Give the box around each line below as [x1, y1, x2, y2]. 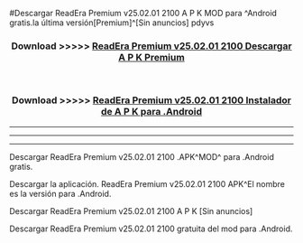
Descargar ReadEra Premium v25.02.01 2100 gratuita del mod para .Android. [9, 223, 293, 234]
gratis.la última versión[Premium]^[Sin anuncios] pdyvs [9, 17, 215, 28]
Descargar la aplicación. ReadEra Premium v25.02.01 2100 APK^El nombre [9, 178, 286, 189]
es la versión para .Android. [9, 188, 112, 199]
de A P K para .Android [100, 106, 203, 118]
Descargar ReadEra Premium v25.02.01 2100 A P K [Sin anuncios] [9, 205, 253, 216]
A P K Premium [118, 51, 185, 63]
